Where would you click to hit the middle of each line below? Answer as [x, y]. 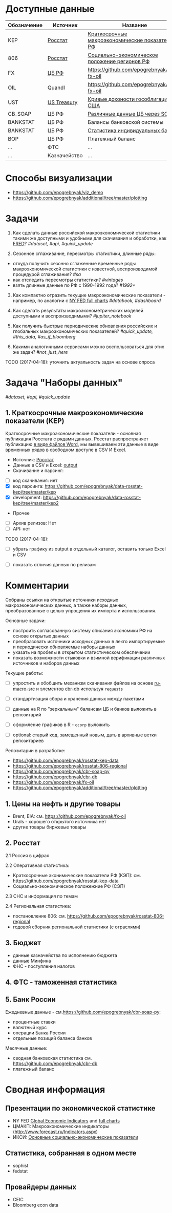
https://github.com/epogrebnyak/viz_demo [58, 192]
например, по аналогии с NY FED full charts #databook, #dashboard [87, 301]
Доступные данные [50, 9]
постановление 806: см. [39, 916]
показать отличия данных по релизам [54, 564]
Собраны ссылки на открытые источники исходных [62, 600]
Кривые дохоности [111, 99]
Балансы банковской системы [126, 122]
